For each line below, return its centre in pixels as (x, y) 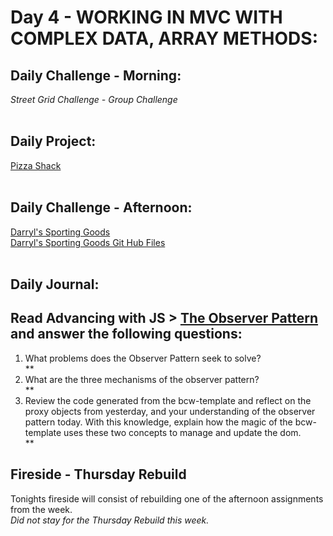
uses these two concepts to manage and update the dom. (182, 432)
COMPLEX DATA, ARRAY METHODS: (164, 38)
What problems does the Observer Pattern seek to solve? (143, 358)
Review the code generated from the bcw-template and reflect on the (168, 400)
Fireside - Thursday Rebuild (98, 474)
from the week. (41, 509)
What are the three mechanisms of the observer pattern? (142, 379)
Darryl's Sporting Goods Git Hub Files (88, 242)
